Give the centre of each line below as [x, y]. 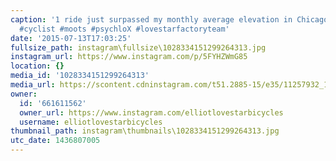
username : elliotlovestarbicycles [91, 122]
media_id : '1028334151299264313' [80, 76]
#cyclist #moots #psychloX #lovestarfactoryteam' [124, 29]
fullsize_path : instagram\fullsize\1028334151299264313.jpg [138, 47]
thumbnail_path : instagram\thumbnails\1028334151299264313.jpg [145, 131]
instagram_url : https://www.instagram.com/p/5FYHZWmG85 [129, 57]
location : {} [37, 66]
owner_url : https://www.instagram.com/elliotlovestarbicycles [151, 112]
